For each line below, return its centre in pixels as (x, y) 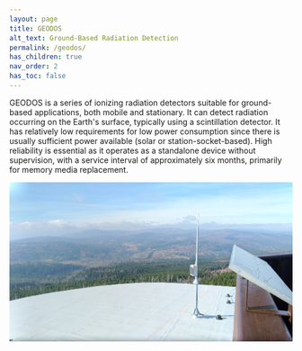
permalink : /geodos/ (48, 48)
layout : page (34, 19)
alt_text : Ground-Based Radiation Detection (94, 38)
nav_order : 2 (34, 67)
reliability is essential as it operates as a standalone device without (133, 150)
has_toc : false (38, 76)
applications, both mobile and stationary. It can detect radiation (151, 112)
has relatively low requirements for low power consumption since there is (145, 131)
